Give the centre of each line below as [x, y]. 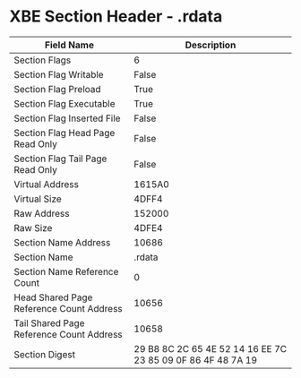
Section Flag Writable [59, 74]
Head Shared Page [53, 297]
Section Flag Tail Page [60, 159]
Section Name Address [62, 242]
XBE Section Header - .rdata [116, 17]
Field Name [69, 45]
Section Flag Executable [64, 103]
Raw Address [42, 213]
